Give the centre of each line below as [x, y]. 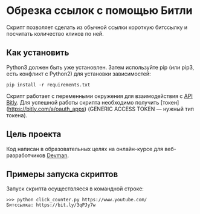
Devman [57, 155]
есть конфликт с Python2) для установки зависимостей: [79, 74]
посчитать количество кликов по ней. [55, 33]
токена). [17, 115]
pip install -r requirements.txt [48, 85]
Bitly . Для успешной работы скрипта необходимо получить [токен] [93, 102]
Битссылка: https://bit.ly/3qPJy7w [51, 205]
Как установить [38, 53]
